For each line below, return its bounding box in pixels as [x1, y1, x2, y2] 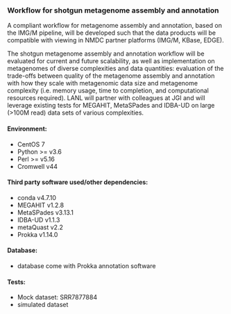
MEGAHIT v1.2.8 [17, 201, 65, 209]
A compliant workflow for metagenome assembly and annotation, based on [7, 22, 222, 30]
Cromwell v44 [17, 162, 58, 170]
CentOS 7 [17, 140, 45, 148]
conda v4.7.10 [17, 193, 57, 201]
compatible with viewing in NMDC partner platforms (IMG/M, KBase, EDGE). [7, 36, 224, 44]
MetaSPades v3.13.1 [17, 208, 74, 217]
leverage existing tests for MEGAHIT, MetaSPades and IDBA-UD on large [7, 101, 215, 110]
